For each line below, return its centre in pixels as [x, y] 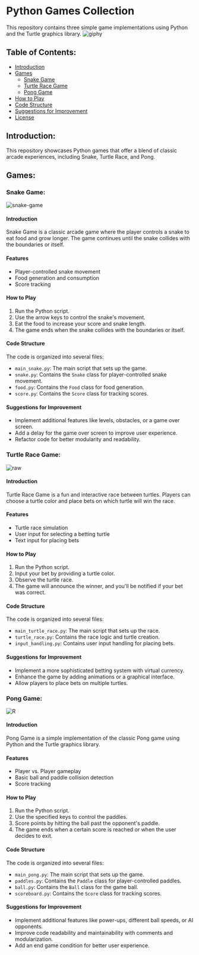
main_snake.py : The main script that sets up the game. [81, 368]
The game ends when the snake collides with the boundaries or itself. [100, 330]
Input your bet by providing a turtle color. [65, 574]
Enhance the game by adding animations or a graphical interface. [95, 677]
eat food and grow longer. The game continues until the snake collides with [98, 238]
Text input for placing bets [47, 540]
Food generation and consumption [57, 278]
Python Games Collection [70, 11]
